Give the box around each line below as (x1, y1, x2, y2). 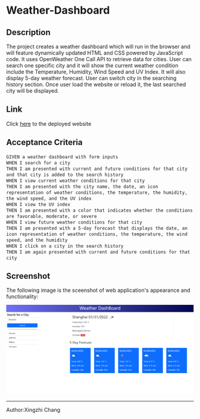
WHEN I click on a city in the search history (6, 243, 124, 249)
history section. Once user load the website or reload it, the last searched (6, 81, 186, 88)
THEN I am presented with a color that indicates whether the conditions (6, 207, 193, 213)
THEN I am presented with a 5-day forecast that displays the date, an (6, 225, 187, 231)
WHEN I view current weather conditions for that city (6, 178, 145, 184)
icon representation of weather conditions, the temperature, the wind (6, 231, 187, 237)
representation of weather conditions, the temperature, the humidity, (6, 190, 187, 196)
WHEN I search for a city (6, 160, 70, 166)
